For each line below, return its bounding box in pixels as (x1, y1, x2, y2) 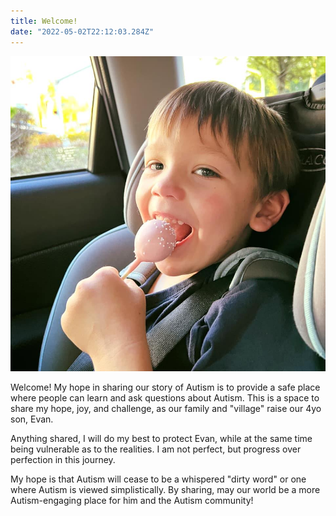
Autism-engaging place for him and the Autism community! (10, 494, 254, 506)
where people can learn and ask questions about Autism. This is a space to (10, 391, 320, 404)
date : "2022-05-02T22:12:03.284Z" (10, 26, 155, 37)
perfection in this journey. (10, 453, 116, 465)
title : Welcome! (10, 16, 78, 26)
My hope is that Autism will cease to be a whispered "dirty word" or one (10, 473, 307, 485)
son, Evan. (10, 413, 54, 425)
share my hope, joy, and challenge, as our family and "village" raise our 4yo (10, 402, 322, 414)
